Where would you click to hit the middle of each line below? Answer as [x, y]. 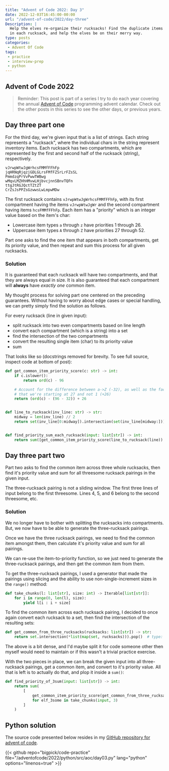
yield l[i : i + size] [47, 603]
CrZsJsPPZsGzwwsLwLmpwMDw [32, 190]
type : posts [18, 38]
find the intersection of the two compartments [60, 336]
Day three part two [35, 456]
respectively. [18, 159]
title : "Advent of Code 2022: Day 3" [45, 10]
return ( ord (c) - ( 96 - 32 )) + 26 [50, 399]
